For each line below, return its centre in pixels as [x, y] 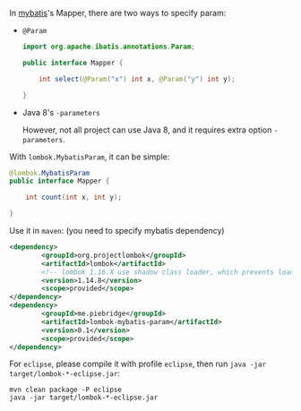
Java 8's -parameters [61, 112]
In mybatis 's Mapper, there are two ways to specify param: [118, 13]
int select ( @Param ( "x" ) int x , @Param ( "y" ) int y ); [137, 79]
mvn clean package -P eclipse [66, 390]
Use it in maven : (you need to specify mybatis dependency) [117, 231]
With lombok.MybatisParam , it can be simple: [90, 157]
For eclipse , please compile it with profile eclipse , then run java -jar [138, 364]
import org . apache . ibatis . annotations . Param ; [108, 47]
